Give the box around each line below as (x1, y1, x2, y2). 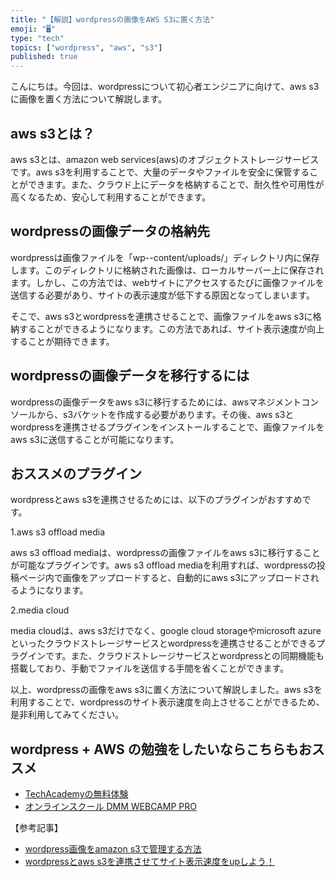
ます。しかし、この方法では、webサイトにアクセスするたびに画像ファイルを (10, 276, 325, 288)
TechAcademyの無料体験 (24, 788, 129, 800)
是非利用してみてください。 (10, 709, 125, 721)
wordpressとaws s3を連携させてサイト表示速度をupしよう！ (24, 856, 276, 868)
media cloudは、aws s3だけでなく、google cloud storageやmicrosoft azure (10, 625, 322, 637)
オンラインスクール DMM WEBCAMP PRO (24, 801, 197, 813)
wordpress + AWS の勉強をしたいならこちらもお (10, 741, 312, 758)
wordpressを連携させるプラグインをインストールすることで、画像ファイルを (10, 421, 325, 433)
